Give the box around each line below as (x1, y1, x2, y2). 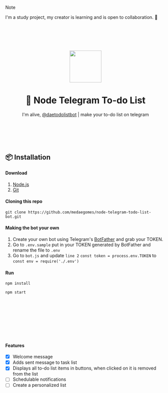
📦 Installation (5, 153, 51, 162)
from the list (12, 371, 38, 377)
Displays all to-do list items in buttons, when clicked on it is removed (12, 365, 157, 372)
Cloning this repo (5, 199, 43, 205)
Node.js (12, 181, 30, 187)
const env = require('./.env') (12, 259, 79, 264)
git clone (5, 209, 26, 215)
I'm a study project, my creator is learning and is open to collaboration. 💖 (5, 14, 158, 20)
